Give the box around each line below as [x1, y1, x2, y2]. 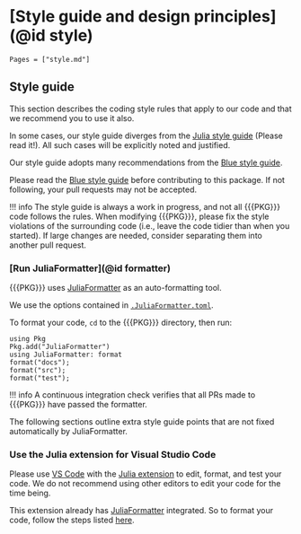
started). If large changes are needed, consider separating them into [9, 230, 262, 241]
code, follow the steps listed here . [9, 514, 135, 526]
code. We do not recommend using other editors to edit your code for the [9, 478, 281, 489]
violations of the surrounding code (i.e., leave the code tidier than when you [9, 220, 290, 231]
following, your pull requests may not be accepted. [9, 184, 198, 195]
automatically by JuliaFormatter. [9, 426, 128, 437]
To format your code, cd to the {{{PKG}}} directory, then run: [9, 317, 233, 328]
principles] [193, 6, 277, 27]
